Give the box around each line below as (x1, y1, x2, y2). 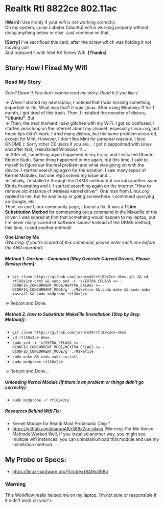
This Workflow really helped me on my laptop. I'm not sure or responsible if (5, 492, 157, 498)
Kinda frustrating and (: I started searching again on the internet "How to (5, 183, 151, 189)
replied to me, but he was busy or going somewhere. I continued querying (5, 193, 154, 199)
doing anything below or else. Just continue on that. (5, 29, 110, 35)
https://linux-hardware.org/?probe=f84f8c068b (12, 469, 109, 475)
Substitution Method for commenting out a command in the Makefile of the (5, 209, 158, 215)
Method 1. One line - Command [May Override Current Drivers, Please (5, 256, 150, 262)
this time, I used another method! (5, 225, 72, 230)
